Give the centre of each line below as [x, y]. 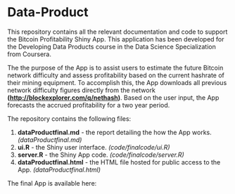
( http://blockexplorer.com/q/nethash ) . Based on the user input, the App [113, 97]
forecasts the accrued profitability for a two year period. [89, 105]
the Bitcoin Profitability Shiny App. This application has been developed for [116, 39]
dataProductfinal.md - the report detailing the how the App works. [115, 132]
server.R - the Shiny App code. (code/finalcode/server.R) [101, 155]
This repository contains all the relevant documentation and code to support [118, 32]
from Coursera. [29, 54]
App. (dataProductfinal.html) [59, 169]
